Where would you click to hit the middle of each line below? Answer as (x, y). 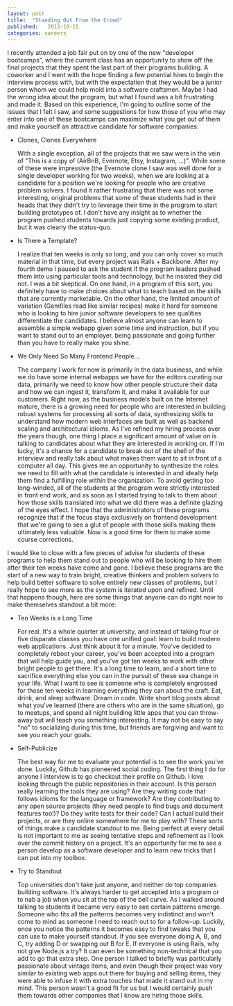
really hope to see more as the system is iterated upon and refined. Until (110, 590)
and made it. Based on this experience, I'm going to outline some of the (109, 104)
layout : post (26, 14)
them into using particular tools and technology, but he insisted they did (120, 277)
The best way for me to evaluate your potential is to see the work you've (120, 762)
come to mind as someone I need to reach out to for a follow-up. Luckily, (121, 922)
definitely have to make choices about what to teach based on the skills (119, 291)
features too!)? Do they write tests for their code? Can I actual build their (120, 814)
